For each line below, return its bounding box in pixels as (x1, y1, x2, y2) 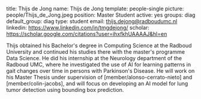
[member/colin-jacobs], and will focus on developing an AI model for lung (6, 80, 188, 87)
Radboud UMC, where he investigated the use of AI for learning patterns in (6, 61, 191, 68)
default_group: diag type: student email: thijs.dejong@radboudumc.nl (6, 18, 178, 24)
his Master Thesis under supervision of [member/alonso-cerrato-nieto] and (6, 74, 193, 81)
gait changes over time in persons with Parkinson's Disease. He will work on (6, 67, 195, 74)
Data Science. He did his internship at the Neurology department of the (6, 55, 182, 61)
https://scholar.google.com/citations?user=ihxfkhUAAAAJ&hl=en (6, 30, 167, 38)
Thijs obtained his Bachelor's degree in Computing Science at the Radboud (6, 42, 192, 49)
